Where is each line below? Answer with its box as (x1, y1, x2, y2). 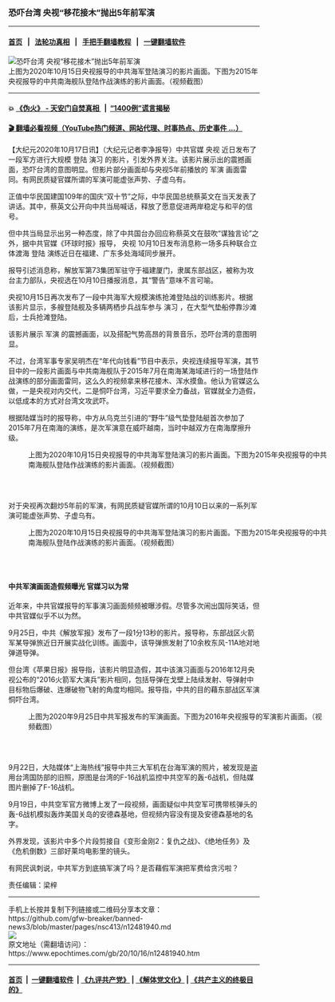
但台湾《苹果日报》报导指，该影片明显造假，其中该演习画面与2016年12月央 (8, 665, 255, 674)
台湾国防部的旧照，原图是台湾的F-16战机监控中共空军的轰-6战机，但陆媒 (14, 772, 254, 782)
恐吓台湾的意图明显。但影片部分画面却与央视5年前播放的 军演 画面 (22, 165, 241, 175)
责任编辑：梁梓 (8, 880, 57, 890)
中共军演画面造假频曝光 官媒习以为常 (8, 581, 129, 591)
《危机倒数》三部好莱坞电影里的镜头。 (8, 846, 134, 855)
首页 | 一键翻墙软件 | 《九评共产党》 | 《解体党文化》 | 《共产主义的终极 (8, 975, 247, 984)
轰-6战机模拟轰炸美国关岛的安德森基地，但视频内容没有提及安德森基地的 (8, 809, 247, 819)
